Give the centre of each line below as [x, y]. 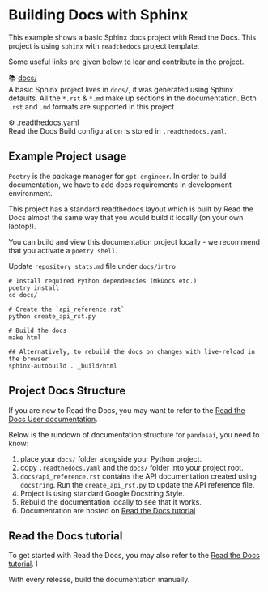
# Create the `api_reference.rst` [67, 309]
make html [25, 338]
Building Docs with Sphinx [98, 15]
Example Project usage [68, 157]
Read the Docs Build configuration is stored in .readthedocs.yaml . [117, 130]
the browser [28, 359]
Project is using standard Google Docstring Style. [102, 493]
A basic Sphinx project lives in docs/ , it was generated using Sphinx [121, 89]
